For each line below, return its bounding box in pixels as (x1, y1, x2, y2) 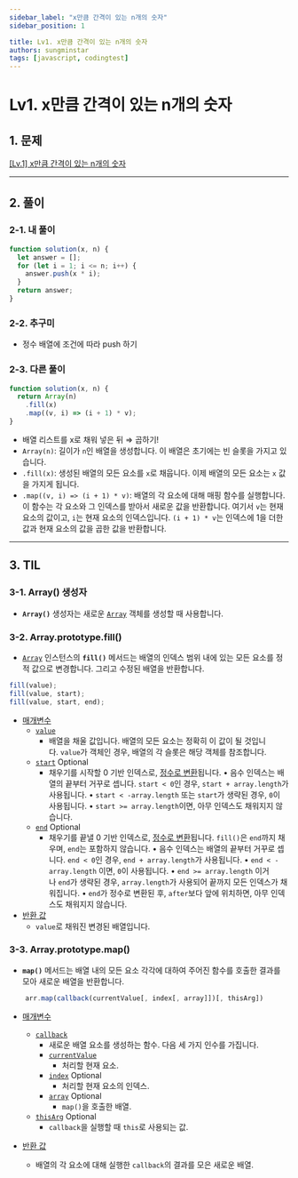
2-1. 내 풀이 (9, 224, 56, 236)
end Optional (35, 821, 82, 832)
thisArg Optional (35, 1110, 97, 1121)
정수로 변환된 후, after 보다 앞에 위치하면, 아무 (109, 887, 269, 898)
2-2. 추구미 (9, 317, 55, 329)
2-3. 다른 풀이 (9, 364, 66, 376)
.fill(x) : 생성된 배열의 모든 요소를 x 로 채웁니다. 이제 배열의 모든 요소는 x (21, 468, 277, 478)
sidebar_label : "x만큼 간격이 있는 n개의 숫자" (9, 12, 169, 22)
